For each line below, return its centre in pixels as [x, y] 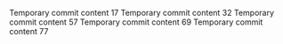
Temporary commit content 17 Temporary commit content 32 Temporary [141, 13]
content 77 [29, 31]
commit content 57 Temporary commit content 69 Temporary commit [136, 22]
